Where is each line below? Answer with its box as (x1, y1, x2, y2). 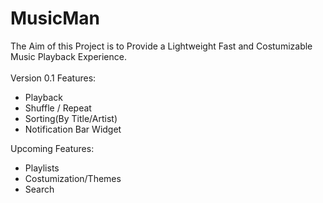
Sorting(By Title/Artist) (24, 112, 118, 124)
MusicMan (10, 7, 101, 30)
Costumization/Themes (24, 172, 122, 184)
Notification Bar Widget (24, 123, 122, 135)
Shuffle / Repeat (24, 102, 92, 114)
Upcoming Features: (10, 142, 95, 154)
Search (24, 183, 55, 195)
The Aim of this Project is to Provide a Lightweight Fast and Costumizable (10, 40, 313, 52)
